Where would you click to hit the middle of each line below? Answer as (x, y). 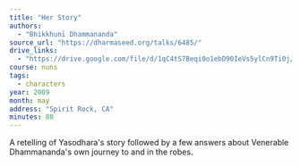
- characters (42, 84)
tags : (19, 76)
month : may (30, 100)
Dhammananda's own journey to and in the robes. (101, 152)
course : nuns (34, 68)
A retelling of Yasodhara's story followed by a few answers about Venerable (149, 143)
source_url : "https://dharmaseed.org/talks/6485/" (106, 42)
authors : (26, 26)
